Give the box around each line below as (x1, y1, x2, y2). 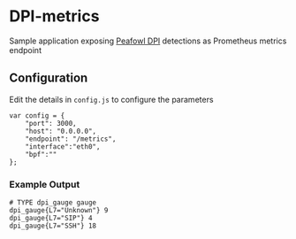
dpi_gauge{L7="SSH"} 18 (9, 221, 97, 231)
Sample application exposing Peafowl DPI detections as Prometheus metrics (9, 35, 287, 46)
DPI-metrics (9, 6, 100, 27)
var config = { (9, 111, 65, 120)
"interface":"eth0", (25, 142, 101, 151)
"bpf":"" (25, 150, 57, 158)
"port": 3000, (25, 119, 77, 127)
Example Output (9, 178, 80, 190)
